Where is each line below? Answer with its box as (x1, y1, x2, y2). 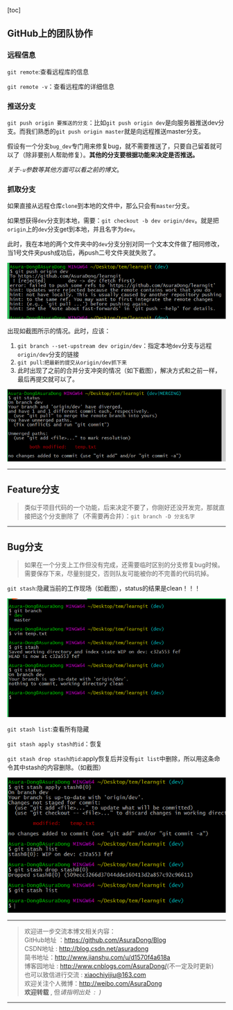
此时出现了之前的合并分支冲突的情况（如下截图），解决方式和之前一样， (17, 367, 221, 375)
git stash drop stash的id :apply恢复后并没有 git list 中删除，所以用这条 (7, 755, 215, 763)
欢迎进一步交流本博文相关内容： (24, 927, 116, 935)
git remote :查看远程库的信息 (7, 67, 89, 76)
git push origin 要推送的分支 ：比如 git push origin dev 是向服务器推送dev (7, 118, 218, 127)
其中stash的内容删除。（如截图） (12, 763, 105, 771)
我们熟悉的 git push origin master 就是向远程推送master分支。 (25, 127, 205, 135)
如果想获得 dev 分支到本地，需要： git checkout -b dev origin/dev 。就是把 (7, 216, 220, 225)
